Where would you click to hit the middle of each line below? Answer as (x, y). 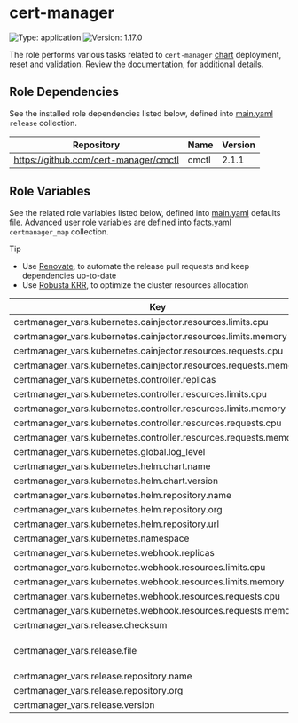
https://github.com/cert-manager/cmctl (97, 160)
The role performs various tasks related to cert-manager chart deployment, (145, 54)
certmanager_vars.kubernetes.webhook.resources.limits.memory (149, 582)
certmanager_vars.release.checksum (90, 624)
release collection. (43, 123)
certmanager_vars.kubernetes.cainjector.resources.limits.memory (151, 336)
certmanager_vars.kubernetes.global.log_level (110, 451)
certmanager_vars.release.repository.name (103, 676)
